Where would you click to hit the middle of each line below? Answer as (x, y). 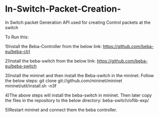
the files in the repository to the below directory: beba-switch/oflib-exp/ (77, 100)
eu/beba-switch (21, 66)
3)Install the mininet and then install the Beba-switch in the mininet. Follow (79, 75)
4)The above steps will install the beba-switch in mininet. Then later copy (79, 95)
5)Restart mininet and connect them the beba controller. (61, 110)
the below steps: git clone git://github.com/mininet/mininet (64, 81)
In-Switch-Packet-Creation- (63, 9)
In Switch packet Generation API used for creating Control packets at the (78, 22)
